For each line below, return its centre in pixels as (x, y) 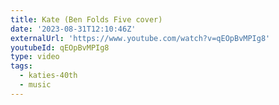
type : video (35, 57)
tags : (21, 66)
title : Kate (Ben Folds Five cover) (86, 19)
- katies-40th (48, 76)
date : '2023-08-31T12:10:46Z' (73, 29)
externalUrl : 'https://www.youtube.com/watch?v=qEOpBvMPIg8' (140, 38)
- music (35, 85)
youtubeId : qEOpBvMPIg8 (60, 47)
